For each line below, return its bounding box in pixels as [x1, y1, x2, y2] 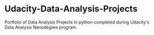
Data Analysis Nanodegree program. [4, 24, 78, 30]
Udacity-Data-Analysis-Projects [4, 3, 138, 14]
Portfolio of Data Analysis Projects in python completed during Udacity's [4, 19, 150, 25]
